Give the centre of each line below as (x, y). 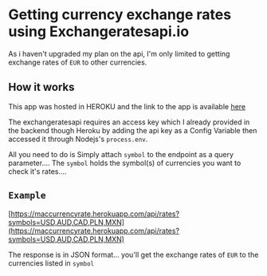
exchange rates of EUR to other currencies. (78, 62)
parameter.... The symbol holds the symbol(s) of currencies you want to (125, 163)
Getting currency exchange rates (120, 15)
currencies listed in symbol (51, 263)
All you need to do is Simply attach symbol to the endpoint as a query (121, 154)
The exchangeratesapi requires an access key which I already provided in (129, 122)
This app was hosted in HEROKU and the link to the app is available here (127, 106)
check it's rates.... (37, 171)
